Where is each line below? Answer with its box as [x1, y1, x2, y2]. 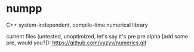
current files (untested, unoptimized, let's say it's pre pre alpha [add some [6, 32, 188, 40]
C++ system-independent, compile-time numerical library [6, 21, 148, 28]
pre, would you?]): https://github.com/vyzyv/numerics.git [6, 39, 147, 46]
